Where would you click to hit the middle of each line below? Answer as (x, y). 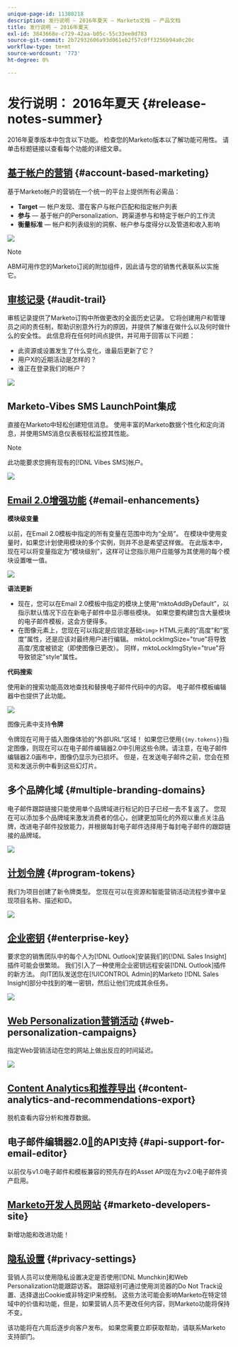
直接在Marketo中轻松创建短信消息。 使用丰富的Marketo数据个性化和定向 (113, 425)
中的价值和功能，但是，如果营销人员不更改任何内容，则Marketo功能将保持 (121, 1304)
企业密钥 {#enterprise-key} (68, 938)
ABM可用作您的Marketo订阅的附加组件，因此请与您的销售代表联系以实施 (113, 266)
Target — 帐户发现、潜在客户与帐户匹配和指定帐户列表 (97, 206)
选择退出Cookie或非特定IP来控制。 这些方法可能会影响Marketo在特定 (120, 1295)
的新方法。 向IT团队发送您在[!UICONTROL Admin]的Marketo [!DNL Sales (113, 974)
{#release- (174, 103)
